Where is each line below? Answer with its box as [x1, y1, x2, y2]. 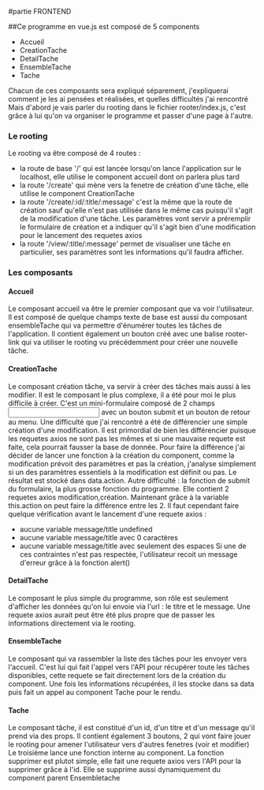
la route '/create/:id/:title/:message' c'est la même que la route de [19, 197, 232, 207]
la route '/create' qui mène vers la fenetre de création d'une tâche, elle [19, 180, 249, 190]
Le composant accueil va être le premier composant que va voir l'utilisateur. [8, 304, 255, 313]
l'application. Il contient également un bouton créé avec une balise [8, 329, 225, 339]
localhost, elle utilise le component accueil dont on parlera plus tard [19, 172, 240, 182]
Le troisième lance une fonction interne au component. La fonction [8, 748, 225, 758]
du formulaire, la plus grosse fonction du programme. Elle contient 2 [8, 484, 230, 493]
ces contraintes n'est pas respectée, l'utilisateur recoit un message [19, 549, 238, 558]
